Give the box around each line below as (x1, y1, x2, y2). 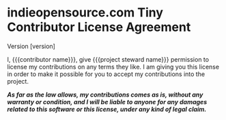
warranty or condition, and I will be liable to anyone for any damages (7, 97, 208, 106)
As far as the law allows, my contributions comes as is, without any (7, 91, 203, 99)
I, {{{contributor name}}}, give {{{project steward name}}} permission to (7, 55, 210, 63)
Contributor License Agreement (7, 19, 191, 35)
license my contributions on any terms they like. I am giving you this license (7, 62, 220, 71)
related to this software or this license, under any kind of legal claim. (7, 105, 207, 113)
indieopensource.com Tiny (7, 5, 164, 21)
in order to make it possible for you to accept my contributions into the (7, 70, 206, 78)
